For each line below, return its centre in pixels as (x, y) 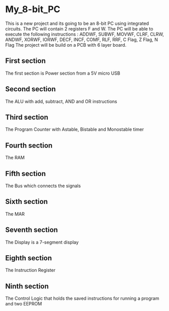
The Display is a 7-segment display (42, 242)
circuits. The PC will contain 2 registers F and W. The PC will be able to (79, 28)
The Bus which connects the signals (43, 186)
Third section (27, 117)
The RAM (15, 158)
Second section (30, 89)
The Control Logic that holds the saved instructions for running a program (82, 298)
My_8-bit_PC (33, 9)
